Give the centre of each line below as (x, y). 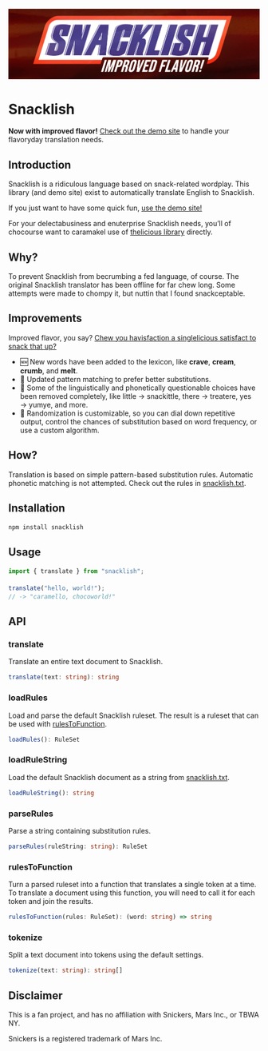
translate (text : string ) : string (64, 677)
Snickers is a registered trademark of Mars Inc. (85, 1038)
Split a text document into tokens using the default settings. (106, 955)
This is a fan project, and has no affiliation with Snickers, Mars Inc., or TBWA (134, 1014)
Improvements (45, 318)
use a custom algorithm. (59, 430)
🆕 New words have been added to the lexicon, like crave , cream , (128, 361)
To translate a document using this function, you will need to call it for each (132, 893)
